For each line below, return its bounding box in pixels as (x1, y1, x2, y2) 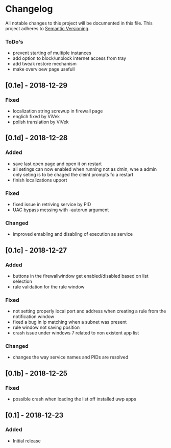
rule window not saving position (12, 324, 80, 330)
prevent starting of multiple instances (12, 50, 92, 56)
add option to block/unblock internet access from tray (12, 55, 127, 61)
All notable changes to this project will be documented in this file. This (5, 20, 153, 26)
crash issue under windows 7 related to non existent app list (12, 330, 139, 336)
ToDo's (5, 38, 23, 45)
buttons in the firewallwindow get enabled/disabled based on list (12, 273, 149, 279)
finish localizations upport (12, 177, 67, 183)
